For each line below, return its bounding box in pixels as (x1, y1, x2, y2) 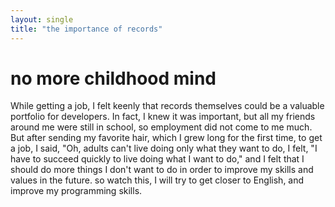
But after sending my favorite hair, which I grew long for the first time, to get (10, 132, 323, 144)
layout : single (10, 14, 74, 25)
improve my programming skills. (10, 185, 143, 197)
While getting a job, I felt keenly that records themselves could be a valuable (10, 100, 325, 112)
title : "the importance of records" (10, 24, 163, 34)
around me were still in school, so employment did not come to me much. (10, 121, 313, 133)
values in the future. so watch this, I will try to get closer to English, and (10, 174, 305, 186)
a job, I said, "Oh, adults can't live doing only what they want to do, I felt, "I (10, 142, 318, 155)
